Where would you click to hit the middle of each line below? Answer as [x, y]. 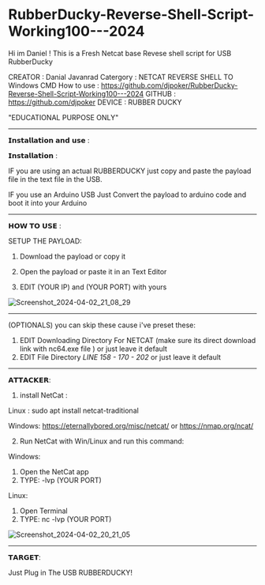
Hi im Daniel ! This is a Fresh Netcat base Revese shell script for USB [120, 53]
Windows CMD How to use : [54, 85]
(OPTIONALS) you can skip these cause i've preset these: [102, 325]
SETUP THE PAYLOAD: [45, 241]
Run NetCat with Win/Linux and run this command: [102, 441]
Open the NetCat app [54, 471]
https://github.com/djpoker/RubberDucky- [170, 85]
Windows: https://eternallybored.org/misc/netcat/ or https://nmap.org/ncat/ [131, 425]
